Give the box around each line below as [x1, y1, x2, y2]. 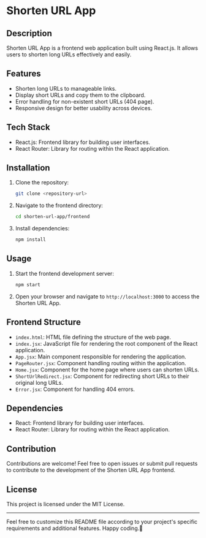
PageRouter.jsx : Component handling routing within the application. [15, 359, 186, 366]
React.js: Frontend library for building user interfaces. [15, 138, 150, 146]
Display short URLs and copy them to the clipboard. [15, 91, 146, 99]
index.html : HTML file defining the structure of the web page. [15, 333, 172, 341]
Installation [6, 163, 50, 173]
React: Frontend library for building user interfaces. [15, 419, 145, 426]
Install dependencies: [15, 225, 70, 232]
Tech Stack [6, 122, 50, 132]
